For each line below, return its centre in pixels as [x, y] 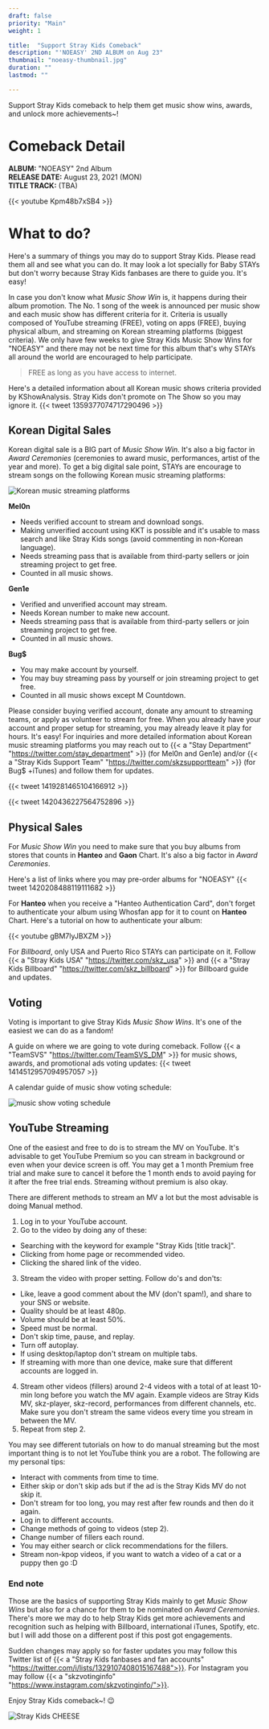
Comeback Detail [67, 146]
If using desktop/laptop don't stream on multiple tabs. [109, 1353]
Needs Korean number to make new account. [95, 613]
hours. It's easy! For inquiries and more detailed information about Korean [130, 737]
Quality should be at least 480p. [73, 1311]
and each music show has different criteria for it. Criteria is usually [118, 314]
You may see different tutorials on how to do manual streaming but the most [134, 1444]
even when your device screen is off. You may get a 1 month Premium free [131, 1164]
